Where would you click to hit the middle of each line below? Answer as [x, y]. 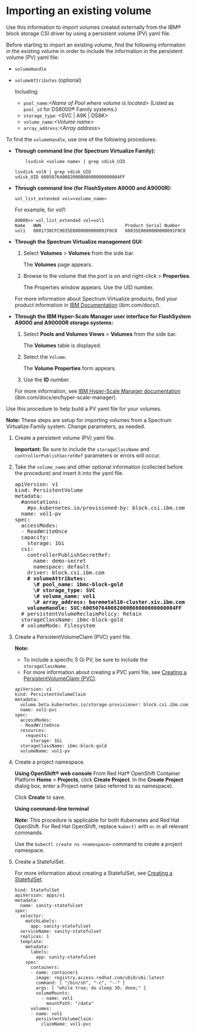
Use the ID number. [47, 379]
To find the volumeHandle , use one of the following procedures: [81, 139]
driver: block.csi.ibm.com [66, 573]
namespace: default [61, 567]
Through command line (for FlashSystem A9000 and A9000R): [93, 188]
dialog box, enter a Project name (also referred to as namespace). [94, 786]
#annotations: [41, 502]
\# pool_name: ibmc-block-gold [78, 584]
